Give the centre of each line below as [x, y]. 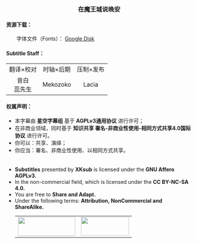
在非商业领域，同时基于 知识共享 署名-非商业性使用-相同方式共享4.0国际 [103, 128]
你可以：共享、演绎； [40, 143]
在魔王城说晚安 [99, 9]
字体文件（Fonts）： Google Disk [55, 39]
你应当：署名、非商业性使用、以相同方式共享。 [71, 150]
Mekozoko [57, 85]
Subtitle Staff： [25, 53]
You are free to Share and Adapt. [55, 194]
